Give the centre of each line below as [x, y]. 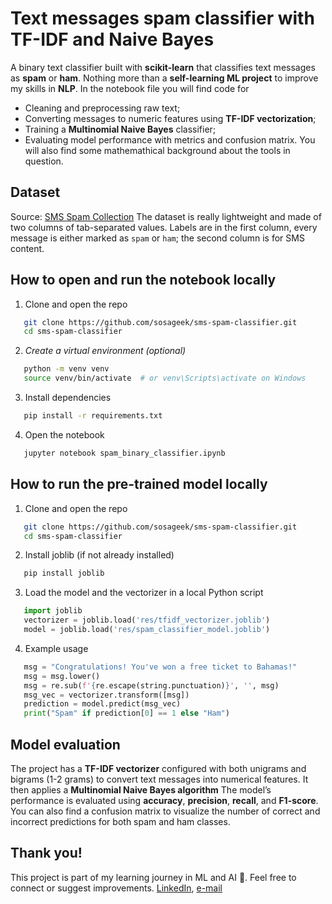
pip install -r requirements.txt [93, 416]
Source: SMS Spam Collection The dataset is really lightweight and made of [166, 216]
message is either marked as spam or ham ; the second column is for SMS [157, 238]
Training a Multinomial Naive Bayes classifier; [120, 129]
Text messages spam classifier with [162, 18]
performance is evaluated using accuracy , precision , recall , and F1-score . [164, 800]
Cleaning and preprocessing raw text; [102, 108]
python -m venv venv [66, 369]
